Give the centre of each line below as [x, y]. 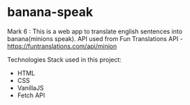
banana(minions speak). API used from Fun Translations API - [95, 38]
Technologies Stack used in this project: [64, 59]
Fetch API [31, 95]
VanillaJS [30, 88]
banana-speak [50, 12]
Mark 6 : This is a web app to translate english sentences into [95, 31]
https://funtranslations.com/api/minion [62, 46]
